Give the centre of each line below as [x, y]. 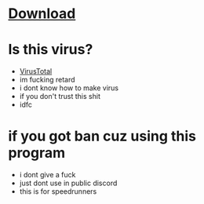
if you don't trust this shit [60, 97]
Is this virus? [51, 50]
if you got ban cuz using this [102, 136]
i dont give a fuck [47, 175]
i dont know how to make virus [69, 88]
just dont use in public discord [68, 183]
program [37, 153]
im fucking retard [47, 80]
